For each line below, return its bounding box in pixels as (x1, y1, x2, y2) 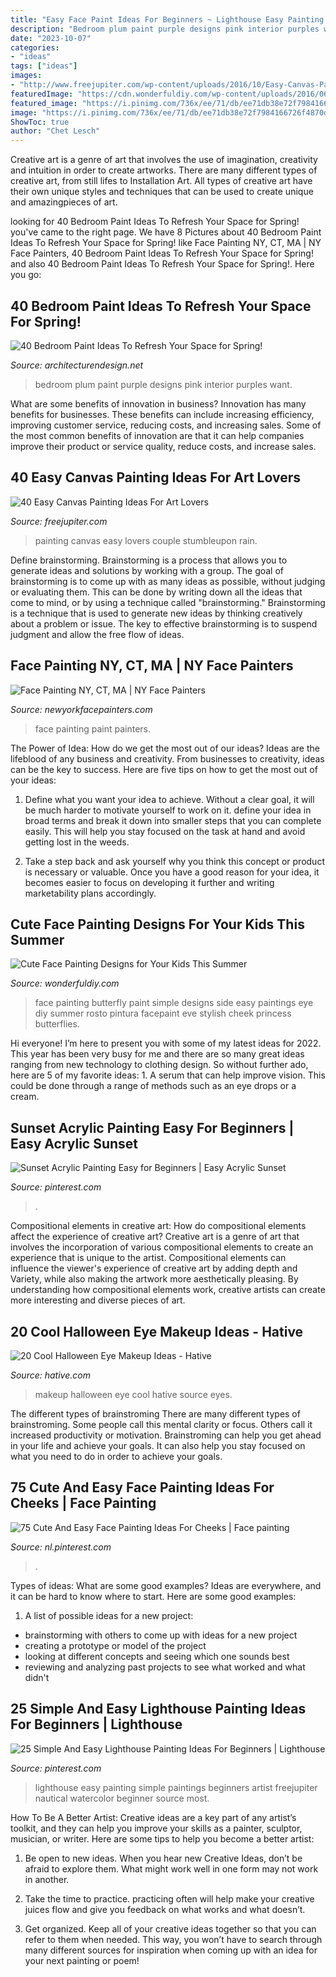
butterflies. (34, 1018, 80, 1030)
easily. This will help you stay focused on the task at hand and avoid (24, 825, 306, 837)
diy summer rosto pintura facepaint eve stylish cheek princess (34, 1007, 292, 1020)
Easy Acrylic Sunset (10, 1135, 139, 1152)
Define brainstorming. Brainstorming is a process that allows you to (10, 554, 288, 566)
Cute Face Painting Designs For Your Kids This (10, 916, 305, 933)
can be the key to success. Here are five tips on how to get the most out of (10, 763, 318, 775)
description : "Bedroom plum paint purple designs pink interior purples (10, 24, 320, 34)
